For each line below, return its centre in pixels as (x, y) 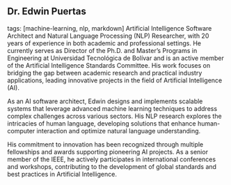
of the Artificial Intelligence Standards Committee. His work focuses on (109, 65)
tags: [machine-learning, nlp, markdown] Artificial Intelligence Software (110, 28)
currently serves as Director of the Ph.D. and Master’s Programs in (102, 50)
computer (21, 131)
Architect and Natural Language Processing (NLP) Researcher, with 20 (108, 36)
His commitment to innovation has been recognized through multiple (105, 144)
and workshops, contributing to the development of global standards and (112, 166)
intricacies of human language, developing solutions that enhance (102, 123)
